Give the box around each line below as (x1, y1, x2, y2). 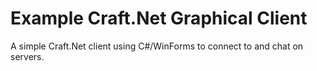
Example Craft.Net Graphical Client (10, 7, 308, 30)
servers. (10, 50, 45, 62)
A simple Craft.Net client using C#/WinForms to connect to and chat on (10, 40, 304, 52)
